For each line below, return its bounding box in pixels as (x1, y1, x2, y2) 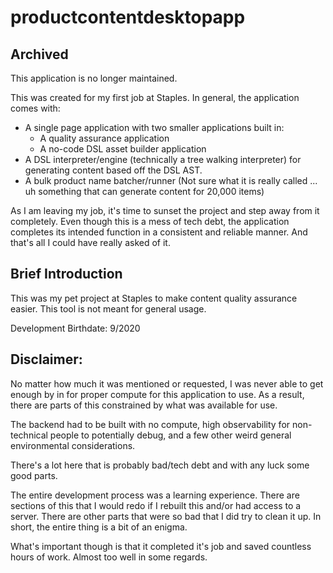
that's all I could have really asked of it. (10, 237, 171, 248)
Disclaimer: (10, 351, 83, 368)
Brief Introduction (10, 266, 123, 283)
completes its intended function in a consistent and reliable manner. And (10, 226, 308, 238)
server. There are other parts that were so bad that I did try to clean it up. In (10, 510, 322, 522)
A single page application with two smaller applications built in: (24, 122, 285, 133)
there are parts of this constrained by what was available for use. (10, 399, 278, 411)
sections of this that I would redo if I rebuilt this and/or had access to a (10, 499, 302, 511)
